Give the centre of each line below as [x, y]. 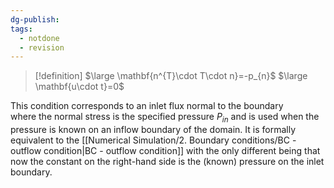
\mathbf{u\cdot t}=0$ [79, 87]
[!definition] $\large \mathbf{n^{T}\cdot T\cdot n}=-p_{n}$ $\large [171, 76]
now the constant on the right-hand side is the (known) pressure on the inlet [167, 162]
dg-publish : [35, 19]
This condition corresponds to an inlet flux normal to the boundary [147, 106]
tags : [21, 29]
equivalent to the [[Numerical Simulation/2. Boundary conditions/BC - [153, 140]
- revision [42, 47]
